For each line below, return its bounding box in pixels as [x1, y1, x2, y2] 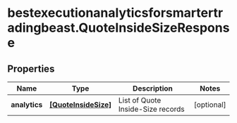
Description [133, 84, 173, 93]
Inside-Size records [119, 104, 185, 114]
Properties [7, 63, 55, 75]
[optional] [193, 100, 226, 110]
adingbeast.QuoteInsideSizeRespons [7, 20, 230, 36]
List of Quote [119, 96, 162, 105]
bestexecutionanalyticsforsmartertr [7, 5, 224, 21]
